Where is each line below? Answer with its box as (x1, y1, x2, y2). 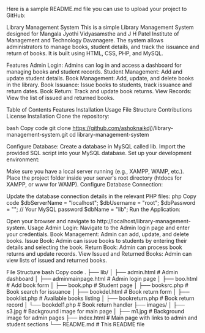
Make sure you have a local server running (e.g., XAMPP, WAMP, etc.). (6, 168, 185, 175)
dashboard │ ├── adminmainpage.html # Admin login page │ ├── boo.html (6, 275, 198, 282)
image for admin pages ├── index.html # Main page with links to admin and (6, 314, 198, 321)
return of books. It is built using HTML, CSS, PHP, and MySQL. (6, 50, 163, 57)
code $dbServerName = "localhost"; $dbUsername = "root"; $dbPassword (6, 199, 196, 206)
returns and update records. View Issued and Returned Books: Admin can (6, 250, 192, 257)
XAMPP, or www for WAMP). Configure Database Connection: (6, 181, 163, 188)
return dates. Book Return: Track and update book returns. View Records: (6, 88, 192, 94)
